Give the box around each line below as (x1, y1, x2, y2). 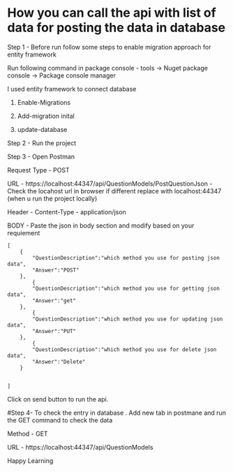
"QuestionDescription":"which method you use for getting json (32, 285, 220, 292)
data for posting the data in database (7, 20, 226, 36)
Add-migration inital (17, 112, 75, 120)
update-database (17, 125, 68, 133)
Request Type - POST (7, 165, 70, 174)
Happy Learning (7, 456, 54, 465)
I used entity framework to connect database (7, 84, 137, 93)
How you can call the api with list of (7, 5, 216, 21)
